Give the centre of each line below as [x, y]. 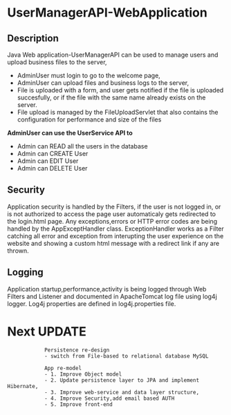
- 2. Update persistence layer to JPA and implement [121, 380]
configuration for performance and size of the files [89, 119]
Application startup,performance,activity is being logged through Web [107, 289]
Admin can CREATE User [53, 154]
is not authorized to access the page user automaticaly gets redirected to [112, 214]
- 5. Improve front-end [78, 404]
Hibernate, [23, 386]
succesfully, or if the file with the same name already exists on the [111, 97]
